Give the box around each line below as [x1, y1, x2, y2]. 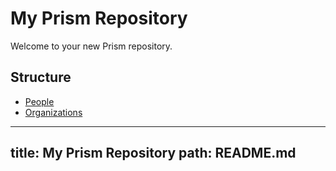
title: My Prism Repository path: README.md [10, 145, 297, 162]
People [24, 95, 55, 107]
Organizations [24, 106, 83, 118]
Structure [10, 69, 72, 86]
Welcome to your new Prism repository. [10, 40, 173, 52]
